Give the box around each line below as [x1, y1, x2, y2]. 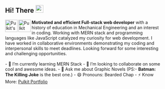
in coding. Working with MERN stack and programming [32, 30, 143, 36]
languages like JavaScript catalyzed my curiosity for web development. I [5, 35, 153, 41]
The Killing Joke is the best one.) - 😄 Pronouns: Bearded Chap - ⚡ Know [5, 71, 154, 77]
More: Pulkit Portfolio [5, 79, 48, 85]
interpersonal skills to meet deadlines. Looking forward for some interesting [5, 45, 159, 51]
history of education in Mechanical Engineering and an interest [32, 24, 159, 30]
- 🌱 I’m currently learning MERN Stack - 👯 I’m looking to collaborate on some [5, 61, 161, 67]
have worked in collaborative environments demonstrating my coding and [5, 40, 155, 46]
